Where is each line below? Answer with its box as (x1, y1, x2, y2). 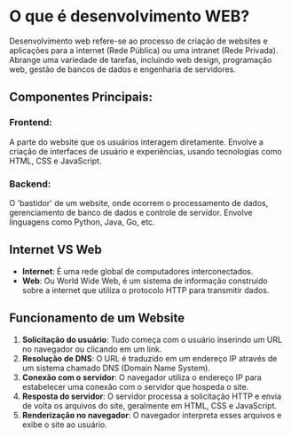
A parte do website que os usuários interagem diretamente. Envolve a (9, 136, 264, 147)
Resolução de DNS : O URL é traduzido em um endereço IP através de (21, 353, 278, 363)
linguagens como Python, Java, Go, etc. (9, 216, 155, 227)
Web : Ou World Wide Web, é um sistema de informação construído (21, 275, 268, 286)
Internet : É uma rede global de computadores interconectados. (21, 266, 254, 276)
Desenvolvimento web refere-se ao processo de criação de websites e (9, 36, 268, 46)
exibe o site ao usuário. (21, 419, 108, 430)
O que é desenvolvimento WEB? (9, 6, 250, 27)
